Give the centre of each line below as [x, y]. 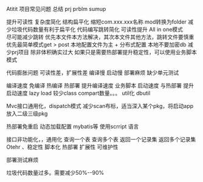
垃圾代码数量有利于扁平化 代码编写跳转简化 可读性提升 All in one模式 [97, 29]
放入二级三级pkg [27, 113]
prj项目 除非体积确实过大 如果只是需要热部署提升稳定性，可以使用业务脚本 [104, 52]
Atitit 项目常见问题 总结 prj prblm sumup [56, 9]
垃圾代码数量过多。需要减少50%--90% [55, 173]
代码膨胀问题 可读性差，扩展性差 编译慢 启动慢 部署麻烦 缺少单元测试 [93, 72]
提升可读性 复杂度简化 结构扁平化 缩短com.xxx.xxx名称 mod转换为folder [97, 22]
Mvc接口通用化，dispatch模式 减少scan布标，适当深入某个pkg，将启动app [100, 106]
